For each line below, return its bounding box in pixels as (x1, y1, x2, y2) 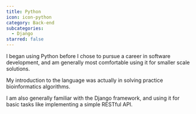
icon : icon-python (6, 14, 52, 20)
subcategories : (6, 25, 44, 31)
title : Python (6, 8, 42, 15)
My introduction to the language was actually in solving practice (6, 77, 163, 84)
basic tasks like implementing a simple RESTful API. (6, 101, 133, 107)
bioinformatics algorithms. (6, 83, 70, 90)
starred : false (6, 36, 44, 42)
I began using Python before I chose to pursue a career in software (6, 53, 171, 59)
